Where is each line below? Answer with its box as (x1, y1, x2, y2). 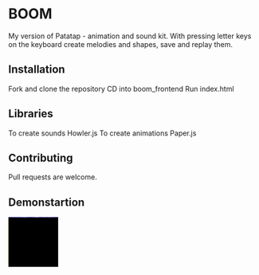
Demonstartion (8, 195, 85, 209)
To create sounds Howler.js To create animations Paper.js (8, 128, 197, 138)
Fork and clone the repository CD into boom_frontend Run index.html (8, 84, 234, 93)
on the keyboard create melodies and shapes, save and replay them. (8, 39, 233, 49)
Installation (8, 63, 65, 77)
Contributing (8, 151, 73, 164)
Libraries (8, 107, 53, 120)
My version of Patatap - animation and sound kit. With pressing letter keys (8, 31, 252, 41)
